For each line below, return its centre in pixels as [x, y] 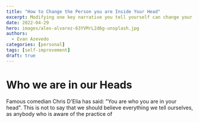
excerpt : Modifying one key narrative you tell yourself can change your [99, 17]
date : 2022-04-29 [28, 22]
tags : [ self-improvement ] [38, 50]
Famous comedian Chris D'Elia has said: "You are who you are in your [91, 101]
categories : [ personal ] [36, 45]
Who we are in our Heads [69, 85]
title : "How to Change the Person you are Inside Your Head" [83, 12]
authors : [17, 34]
